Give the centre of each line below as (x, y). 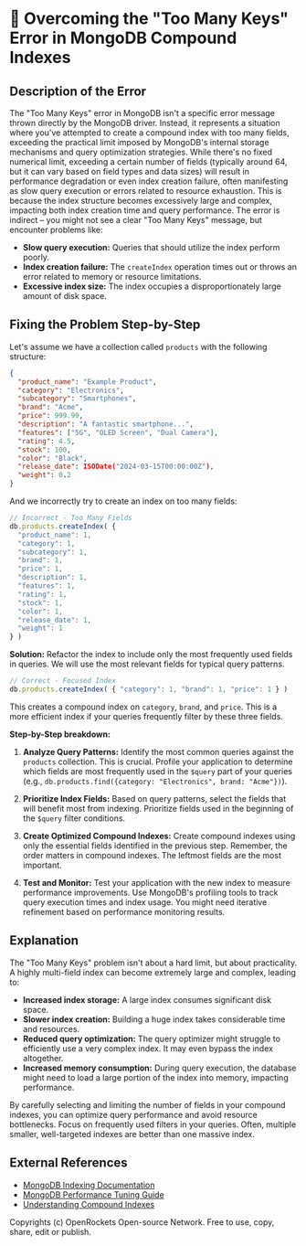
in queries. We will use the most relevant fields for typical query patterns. (147, 664)
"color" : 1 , (41, 612)
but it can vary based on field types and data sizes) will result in (129, 171)
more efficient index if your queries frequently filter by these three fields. (146, 716)
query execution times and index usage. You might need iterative (145, 902)
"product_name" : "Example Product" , (87, 382)
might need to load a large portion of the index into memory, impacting (156, 1077)
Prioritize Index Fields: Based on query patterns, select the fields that (154, 798)
